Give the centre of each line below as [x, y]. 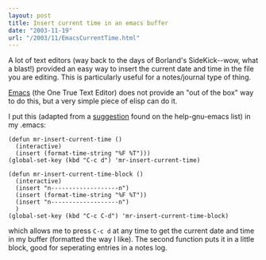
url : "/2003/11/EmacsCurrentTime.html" [74, 38]
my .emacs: [27, 125]
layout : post [30, 16]
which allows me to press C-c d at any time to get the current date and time [131, 231]
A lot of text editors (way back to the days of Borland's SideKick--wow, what [133, 60]
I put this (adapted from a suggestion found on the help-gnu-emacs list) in [130, 117]
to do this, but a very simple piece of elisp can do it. [93, 101]
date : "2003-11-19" [40, 30]
